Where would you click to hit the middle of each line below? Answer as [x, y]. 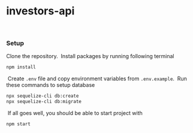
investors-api [40, 11]
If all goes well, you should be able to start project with [75, 113]
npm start [19, 124]
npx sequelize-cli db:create [43, 96]
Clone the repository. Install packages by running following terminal [90, 56]
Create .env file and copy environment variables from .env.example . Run [97, 78]
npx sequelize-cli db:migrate [44, 101]
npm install [21, 67]
